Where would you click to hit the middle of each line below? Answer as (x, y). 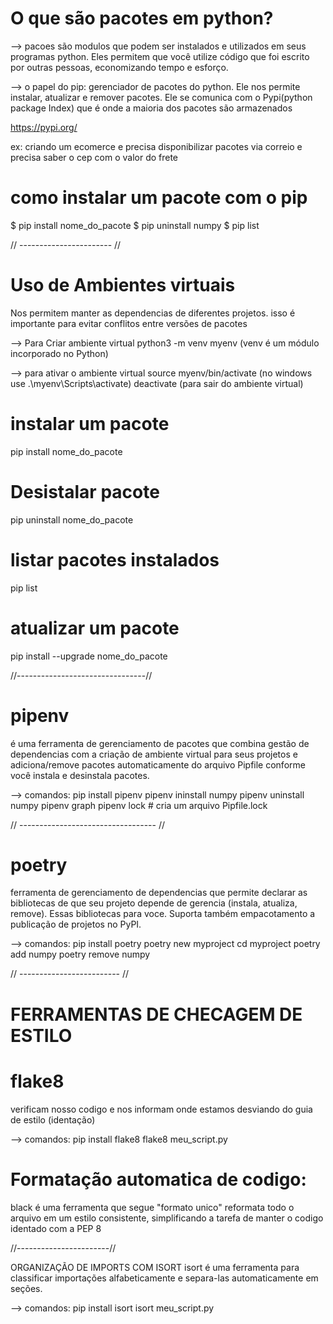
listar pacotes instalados (115, 559)
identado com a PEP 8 (56, 1228)
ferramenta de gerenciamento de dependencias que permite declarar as (159, 893)
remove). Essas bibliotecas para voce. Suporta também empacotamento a (163, 914)
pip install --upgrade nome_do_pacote (89, 656)
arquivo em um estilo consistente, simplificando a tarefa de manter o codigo (167, 1218)
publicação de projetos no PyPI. (76, 924)
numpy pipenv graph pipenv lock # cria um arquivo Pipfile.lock (139, 805)
